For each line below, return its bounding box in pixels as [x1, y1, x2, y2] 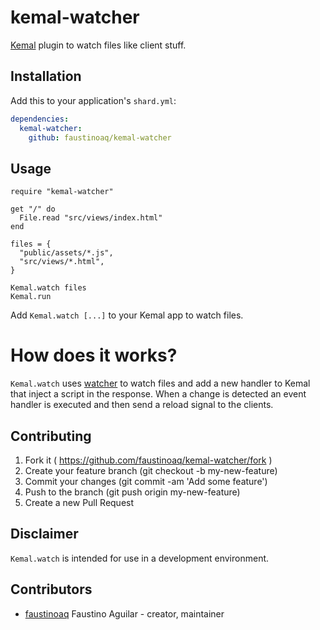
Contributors [10, 581, 93, 598]
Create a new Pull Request [24, 496, 135, 508]
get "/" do [10, 204, 56, 215]
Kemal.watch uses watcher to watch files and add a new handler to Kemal [10, 377, 311, 390]
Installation [10, 68, 82, 85]
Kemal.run [10, 292, 52, 302]
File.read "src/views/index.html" [19, 213, 163, 223]
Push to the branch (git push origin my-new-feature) [24, 486, 241, 498]
